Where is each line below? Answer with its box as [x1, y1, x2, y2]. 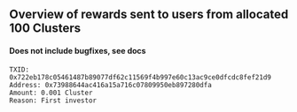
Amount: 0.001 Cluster [9, 88, 93, 97]
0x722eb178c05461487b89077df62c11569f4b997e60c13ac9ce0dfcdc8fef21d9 [9, 72, 272, 82]
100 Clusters [9, 21, 82, 36]
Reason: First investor [9, 96, 98, 105]
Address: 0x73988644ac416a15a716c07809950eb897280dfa [9, 80, 213, 89]
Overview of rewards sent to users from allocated [9, 7, 289, 22]
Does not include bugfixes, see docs [9, 45, 146, 56]
